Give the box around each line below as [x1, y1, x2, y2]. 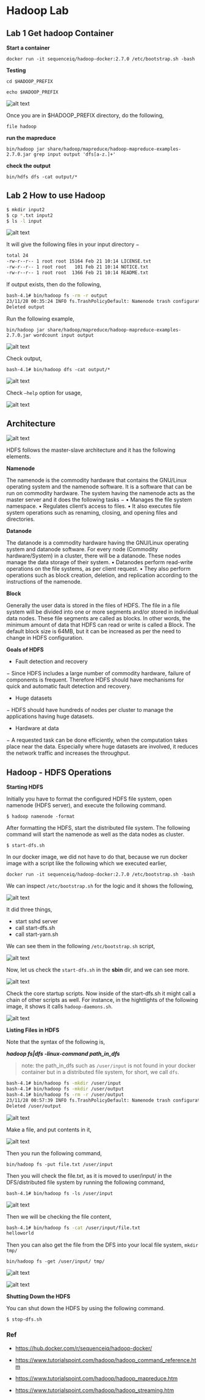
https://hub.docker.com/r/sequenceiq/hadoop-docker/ [15, 1344, 153, 1352]
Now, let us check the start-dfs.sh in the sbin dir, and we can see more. [6, 966, 190, 974]
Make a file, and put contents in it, [6, 1126, 92, 1133]
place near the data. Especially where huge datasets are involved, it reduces [6, 743, 198, 750]
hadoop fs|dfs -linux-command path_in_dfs [6, 1050, 120, 1057]
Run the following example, [6, 315, 74, 322]
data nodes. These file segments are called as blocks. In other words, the [6, 615, 191, 622]
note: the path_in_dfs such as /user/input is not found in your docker [21, 1062, 196, 1069]
